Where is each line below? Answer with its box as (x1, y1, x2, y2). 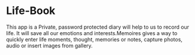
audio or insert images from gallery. (6, 42, 93, 49)
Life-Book (6, 4, 56, 18)
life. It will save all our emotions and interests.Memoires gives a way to (6, 29, 178, 36)
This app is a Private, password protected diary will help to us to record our (6, 23, 189, 30)
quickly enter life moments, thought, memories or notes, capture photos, (6, 36, 183, 43)
